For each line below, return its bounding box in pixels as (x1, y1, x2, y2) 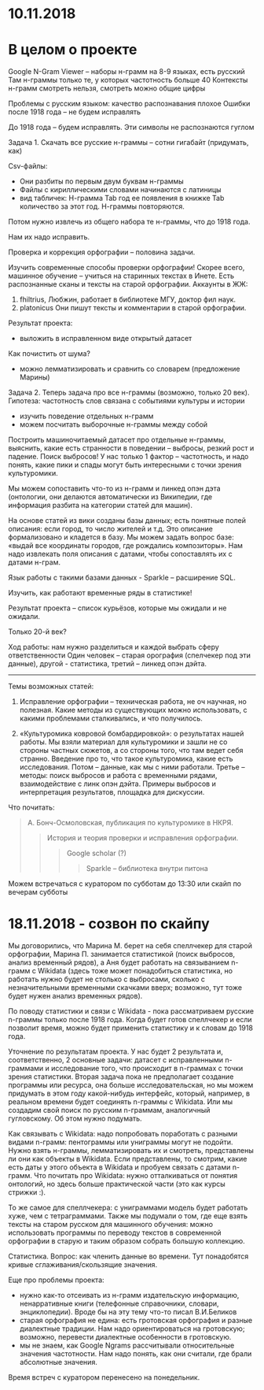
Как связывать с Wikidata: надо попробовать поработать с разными (8, 1129, 238, 1139)
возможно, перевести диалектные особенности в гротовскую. (19, 1333, 232, 1342)
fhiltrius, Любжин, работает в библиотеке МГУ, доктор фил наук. (19, 295, 236, 304)
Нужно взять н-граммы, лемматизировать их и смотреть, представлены (8, 1146, 254, 1155)
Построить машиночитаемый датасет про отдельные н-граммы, (8, 435, 226, 445)
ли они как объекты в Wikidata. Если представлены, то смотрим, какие (8, 1155, 247, 1164)
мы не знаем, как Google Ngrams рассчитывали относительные (19, 1340, 235, 1351)
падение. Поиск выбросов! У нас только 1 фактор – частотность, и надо (8, 452, 249, 461)
